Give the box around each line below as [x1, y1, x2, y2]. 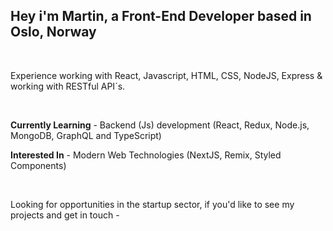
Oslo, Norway [10, 24, 97, 41]
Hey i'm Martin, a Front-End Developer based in [10, 8, 312, 25]
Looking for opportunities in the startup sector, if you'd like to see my [10, 198, 295, 210]
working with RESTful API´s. [10, 80, 126, 92]
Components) [10, 159, 67, 171]
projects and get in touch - [10, 209, 120, 221]
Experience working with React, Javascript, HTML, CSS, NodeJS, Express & [10, 69, 323, 81]
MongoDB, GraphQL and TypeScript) [10, 129, 162, 141]
